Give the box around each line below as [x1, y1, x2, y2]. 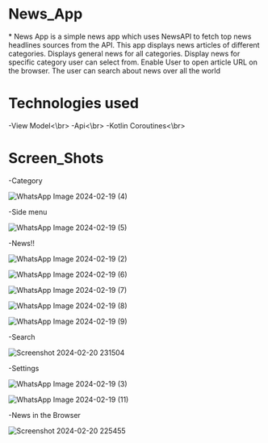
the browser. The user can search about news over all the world [8, 65, 220, 75]
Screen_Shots [8, 149, 104, 168]
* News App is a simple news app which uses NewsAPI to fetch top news [8, 31, 252, 41]
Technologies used [8, 94, 140, 113]
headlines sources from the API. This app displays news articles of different [8, 40, 260, 49]
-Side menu [8, 207, 48, 216]
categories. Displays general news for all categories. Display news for [8, 48, 241, 58]
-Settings [8, 363, 40, 373]
